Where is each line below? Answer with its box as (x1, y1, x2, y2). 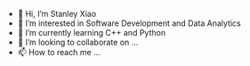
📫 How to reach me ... (17, 47, 101, 57)
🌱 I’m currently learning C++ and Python (17, 28, 166, 37)
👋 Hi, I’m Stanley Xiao (17, 9, 97, 19)
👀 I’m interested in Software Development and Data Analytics (17, 18, 242, 29)
